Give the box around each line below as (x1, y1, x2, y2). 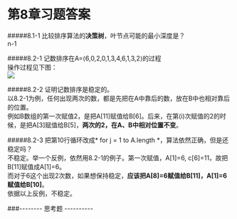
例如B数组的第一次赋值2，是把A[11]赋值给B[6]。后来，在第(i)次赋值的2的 (7, 112, 221, 120)
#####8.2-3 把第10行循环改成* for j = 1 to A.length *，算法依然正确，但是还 (7, 136, 229, 144)
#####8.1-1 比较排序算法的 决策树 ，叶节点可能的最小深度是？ (7, 31, 186, 40)
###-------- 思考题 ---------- (7, 204, 94, 213)
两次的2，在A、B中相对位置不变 (82, 120, 177, 129)
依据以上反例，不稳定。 (7, 189, 76, 198)
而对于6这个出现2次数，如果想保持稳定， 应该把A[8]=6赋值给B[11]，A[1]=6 (7, 171, 228, 180)
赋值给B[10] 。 (7, 180, 48, 188)
